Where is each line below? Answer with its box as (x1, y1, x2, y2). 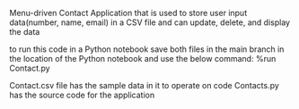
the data (9, 27, 40, 37)
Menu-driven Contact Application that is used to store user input (9, 8, 248, 18)
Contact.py (9, 63, 51, 73)
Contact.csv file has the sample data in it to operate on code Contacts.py (9, 80, 280, 90)
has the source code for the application (9, 89, 155, 100)
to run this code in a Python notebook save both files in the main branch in (9, 44, 285, 54)
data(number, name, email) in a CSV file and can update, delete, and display (9, 17, 290, 28)
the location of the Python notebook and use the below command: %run (9, 54, 277, 63)
